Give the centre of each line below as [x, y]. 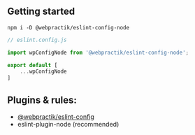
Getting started [41, 12]
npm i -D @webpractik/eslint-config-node [68, 27]
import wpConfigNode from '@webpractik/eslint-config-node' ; [98, 52]
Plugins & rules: [42, 100]
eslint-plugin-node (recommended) [68, 124]
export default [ [32, 65]
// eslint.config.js [37, 40]
